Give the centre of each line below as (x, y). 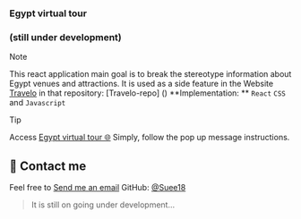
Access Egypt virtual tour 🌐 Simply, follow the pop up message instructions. (150, 138)
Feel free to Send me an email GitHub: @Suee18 (98, 188)
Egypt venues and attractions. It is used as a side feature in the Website (142, 84)
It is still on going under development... (103, 205)
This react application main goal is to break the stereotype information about (150, 74)
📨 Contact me (48, 166)
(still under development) (66, 37)
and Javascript (38, 103)
